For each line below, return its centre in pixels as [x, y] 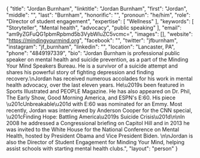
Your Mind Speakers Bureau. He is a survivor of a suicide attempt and [92, 66]
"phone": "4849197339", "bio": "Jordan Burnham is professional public [93, 53]
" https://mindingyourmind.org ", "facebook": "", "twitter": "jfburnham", [92, 40]
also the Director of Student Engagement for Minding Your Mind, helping [95, 142]
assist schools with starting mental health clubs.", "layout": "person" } [92, 148]
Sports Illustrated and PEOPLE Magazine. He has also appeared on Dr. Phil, [99, 91]
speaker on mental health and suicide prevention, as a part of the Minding [97, 60]
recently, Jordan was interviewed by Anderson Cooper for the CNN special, [99, 110]
